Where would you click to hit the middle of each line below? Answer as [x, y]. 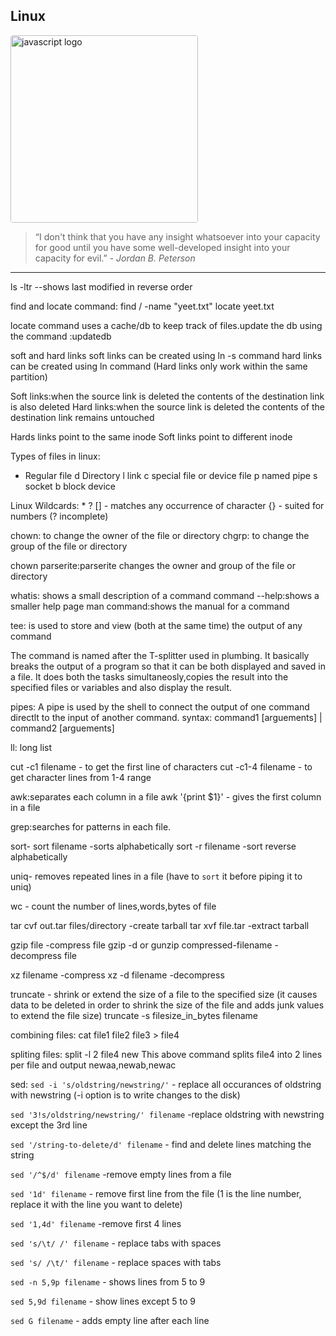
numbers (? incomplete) [59, 516]
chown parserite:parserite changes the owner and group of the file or [153, 565]
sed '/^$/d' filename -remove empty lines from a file [121, 1174]
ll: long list [31, 747]
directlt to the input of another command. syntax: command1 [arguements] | [166, 717]
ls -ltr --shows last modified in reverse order [101, 286]
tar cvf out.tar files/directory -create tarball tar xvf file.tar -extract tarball [160, 925]
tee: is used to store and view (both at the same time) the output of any [156, 625]
